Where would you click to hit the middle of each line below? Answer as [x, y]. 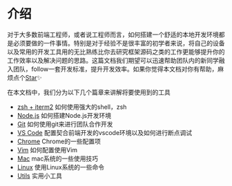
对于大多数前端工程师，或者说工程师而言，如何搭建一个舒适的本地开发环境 [113, 34]
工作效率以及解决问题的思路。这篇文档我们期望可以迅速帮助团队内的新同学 [113, 60]
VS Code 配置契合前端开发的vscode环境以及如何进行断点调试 [105, 132]
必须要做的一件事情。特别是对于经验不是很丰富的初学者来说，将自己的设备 [119, 43]
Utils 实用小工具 [39, 176]
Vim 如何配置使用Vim [47, 149]
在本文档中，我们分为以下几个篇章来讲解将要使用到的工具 [89, 92]
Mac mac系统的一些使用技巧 [58, 158]
